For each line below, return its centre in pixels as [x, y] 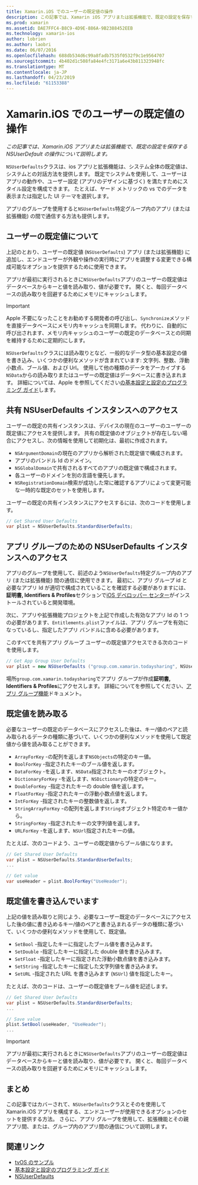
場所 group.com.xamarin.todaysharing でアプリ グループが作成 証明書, [88, 679]
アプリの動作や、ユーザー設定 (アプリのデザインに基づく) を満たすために [95, 181]
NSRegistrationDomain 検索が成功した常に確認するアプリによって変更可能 [103, 482]
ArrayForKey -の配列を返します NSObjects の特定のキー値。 [84, 756]
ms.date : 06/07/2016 [32, 50]
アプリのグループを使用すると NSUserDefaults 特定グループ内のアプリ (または [98, 208]
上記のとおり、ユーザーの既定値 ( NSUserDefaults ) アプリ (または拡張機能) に [98, 251]
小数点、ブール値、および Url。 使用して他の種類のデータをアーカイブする [96, 367]
